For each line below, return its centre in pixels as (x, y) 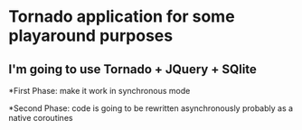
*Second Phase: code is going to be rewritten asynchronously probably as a (151, 108)
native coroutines (41, 118)
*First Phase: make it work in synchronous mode (99, 91)
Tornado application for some (122, 17)
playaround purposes (91, 36)
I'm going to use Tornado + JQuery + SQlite (132, 69)
